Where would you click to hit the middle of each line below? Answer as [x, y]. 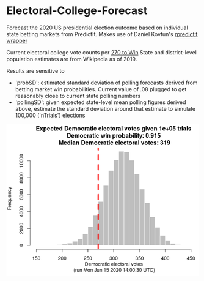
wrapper [17, 40]
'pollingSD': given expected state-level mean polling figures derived [100, 102]
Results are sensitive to [36, 70]
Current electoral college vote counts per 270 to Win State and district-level [101, 52]
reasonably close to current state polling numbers [78, 96]
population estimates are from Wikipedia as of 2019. [72, 59]
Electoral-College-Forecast [77, 11]
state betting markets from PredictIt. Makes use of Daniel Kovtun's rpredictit [102, 34]
